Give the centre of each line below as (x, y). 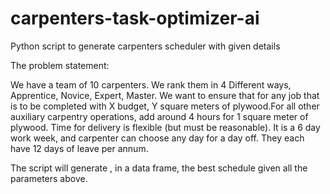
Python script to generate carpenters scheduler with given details (145, 46)
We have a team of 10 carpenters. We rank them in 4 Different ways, (151, 84)
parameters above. (49, 178)
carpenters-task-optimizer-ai (135, 18)
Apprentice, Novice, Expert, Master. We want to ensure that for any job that (165, 95)
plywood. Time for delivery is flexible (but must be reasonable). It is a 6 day (165, 127)
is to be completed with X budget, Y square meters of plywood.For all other (165, 106)
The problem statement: (60, 65)
